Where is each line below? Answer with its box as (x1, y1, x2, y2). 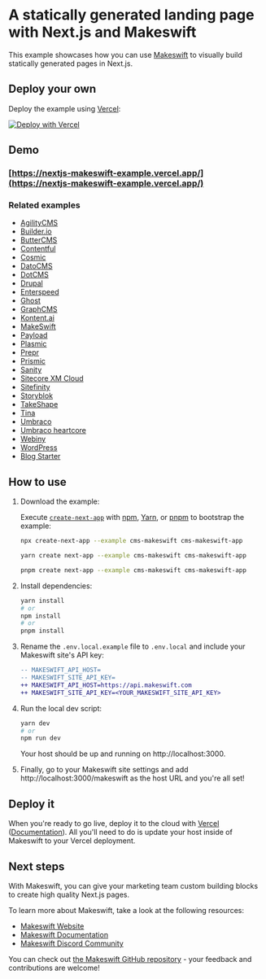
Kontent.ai (20, 313, 55, 323)
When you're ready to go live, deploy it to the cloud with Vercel (8, 819, 220, 828)
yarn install (20, 597, 65, 605)
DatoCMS (20, 261, 53, 271)
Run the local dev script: (20, 703, 102, 713)
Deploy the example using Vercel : (8, 103, 121, 113)
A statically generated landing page (8, 6, 255, 24)
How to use (8, 474, 67, 489)
